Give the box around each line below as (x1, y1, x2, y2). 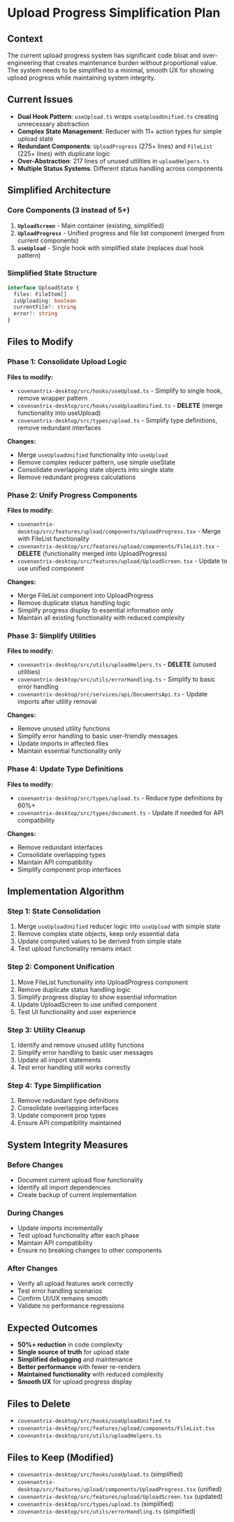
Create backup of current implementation (17, 1190, 137, 1199)
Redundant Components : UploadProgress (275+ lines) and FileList (17, 142, 213, 150)
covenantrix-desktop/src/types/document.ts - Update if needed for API (17, 808, 224, 817)
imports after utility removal (17, 697, 97, 706)
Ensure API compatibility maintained (17, 1119, 122, 1127)
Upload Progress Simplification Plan (7, 5, 221, 21)
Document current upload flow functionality (17, 1176, 143, 1184)
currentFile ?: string (13, 304, 77, 311)
